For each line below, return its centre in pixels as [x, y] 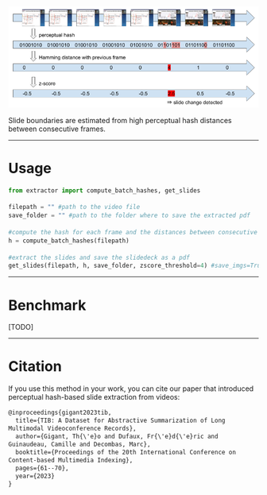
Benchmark [47, 305]
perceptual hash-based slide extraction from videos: [94, 397]
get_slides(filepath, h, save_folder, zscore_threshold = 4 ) [108, 266]
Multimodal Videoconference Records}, [72, 429]
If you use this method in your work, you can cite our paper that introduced [131, 389]
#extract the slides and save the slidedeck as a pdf [99, 257]
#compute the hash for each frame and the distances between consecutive [133, 232]
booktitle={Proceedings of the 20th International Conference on [126, 452]
